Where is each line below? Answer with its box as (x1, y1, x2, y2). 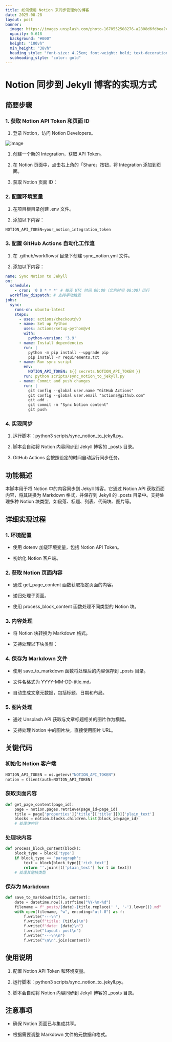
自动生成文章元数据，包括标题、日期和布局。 (12, 689, 107, 696)
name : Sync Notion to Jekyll (5, 274, 68, 279)
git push (28, 407, 47, 413)
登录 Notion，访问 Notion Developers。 (12, 130, 96, 136)
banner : (5, 22, 22, 27)
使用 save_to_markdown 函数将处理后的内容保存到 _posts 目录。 (12, 667, 148, 674)
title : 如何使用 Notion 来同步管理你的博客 (5, 7, 90, 13)
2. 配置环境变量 (5, 193, 44, 200)
